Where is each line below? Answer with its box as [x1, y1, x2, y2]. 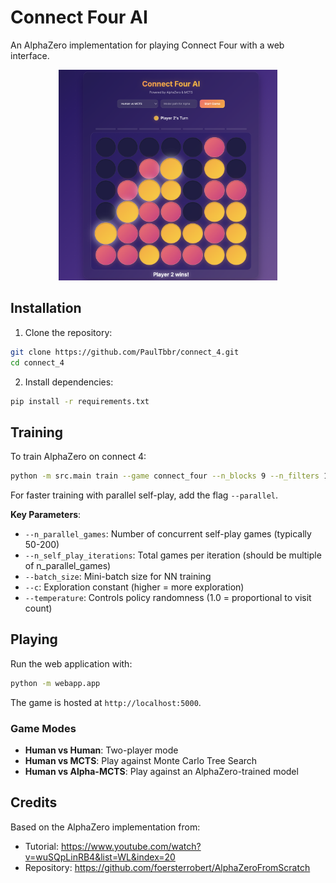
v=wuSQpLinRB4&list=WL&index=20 [24, 851, 176, 863]
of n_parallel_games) [24, 560, 112, 572]
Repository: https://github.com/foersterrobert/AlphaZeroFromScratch [24, 861, 311, 873]
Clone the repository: [24, 326, 113, 338]
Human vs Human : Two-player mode [24, 744, 179, 756]
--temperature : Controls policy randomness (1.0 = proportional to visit [24, 592, 312, 604]
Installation [10, 300, 82, 317]
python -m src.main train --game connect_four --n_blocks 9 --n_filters [10, 471, 320, 481]
